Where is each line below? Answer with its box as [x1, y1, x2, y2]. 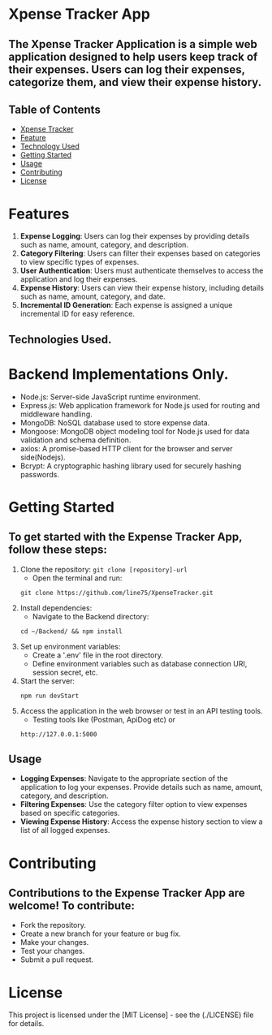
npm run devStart [19, 692, 80, 700]
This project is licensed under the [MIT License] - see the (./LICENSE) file [8, 1010, 254, 1020]
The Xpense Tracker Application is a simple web [8, 37, 258, 51]
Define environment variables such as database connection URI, [32, 658, 248, 668]
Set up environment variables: [19, 641, 121, 651]
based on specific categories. [19, 809, 120, 818]
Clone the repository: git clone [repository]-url [19, 564, 188, 574]
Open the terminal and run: [32, 573, 123, 583]
